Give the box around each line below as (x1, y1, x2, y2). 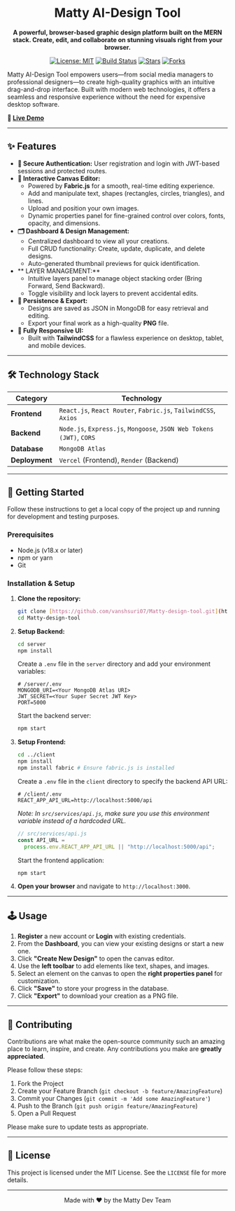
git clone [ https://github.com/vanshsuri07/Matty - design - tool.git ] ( (17, 608, 222, 615)
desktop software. (7, 100, 59, 108)
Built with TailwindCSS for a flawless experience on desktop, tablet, (27, 333, 225, 342)
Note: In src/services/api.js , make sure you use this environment (17, 809, 210, 817)
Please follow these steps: (7, 1066, 83, 1074)
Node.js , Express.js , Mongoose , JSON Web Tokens (59, 423, 214, 433)
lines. (27, 196, 44, 205)
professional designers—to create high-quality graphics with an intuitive (7, 77, 215, 86)
